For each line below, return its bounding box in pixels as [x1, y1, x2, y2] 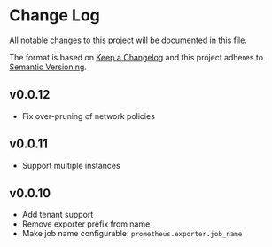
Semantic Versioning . [9, 61, 87, 72]
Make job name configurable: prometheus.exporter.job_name [21, 228, 243, 239]
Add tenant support [21, 210, 94, 220]
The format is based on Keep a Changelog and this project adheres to [9, 52, 264, 62]
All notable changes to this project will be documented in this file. [9, 35, 248, 45]
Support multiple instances [21, 160, 121, 171]
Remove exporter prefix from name [21, 219, 151, 229]
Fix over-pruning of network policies [21, 110, 155, 121]
